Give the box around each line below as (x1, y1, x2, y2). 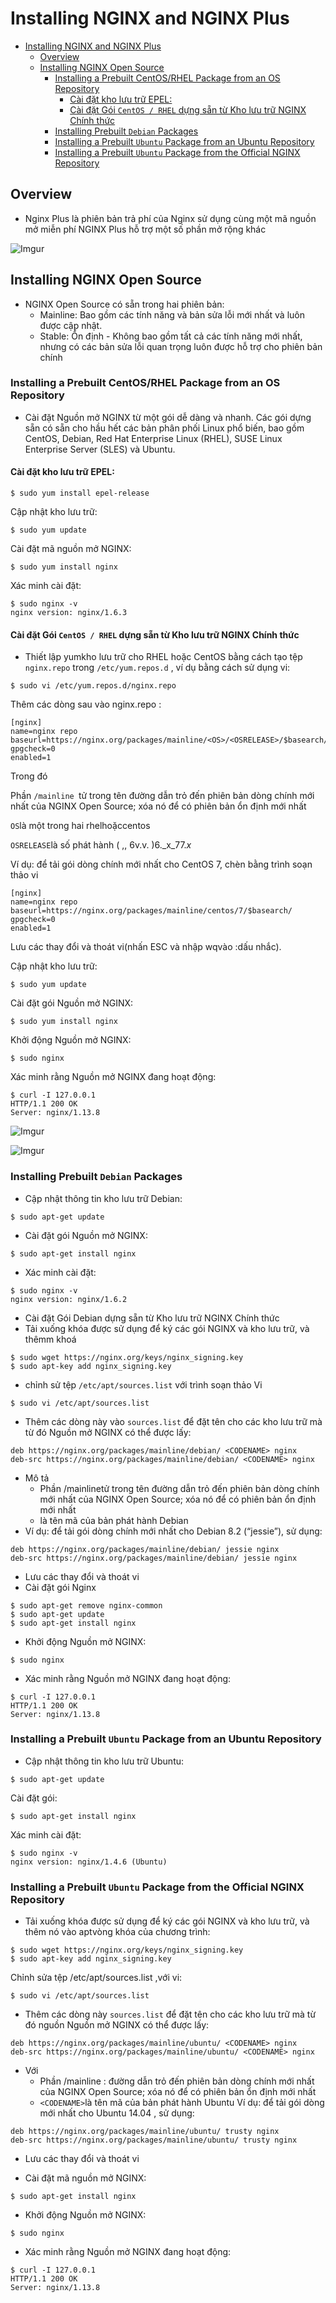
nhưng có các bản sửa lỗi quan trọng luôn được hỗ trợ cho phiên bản (39, 340, 323, 352)
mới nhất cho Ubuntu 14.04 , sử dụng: (39, 2107, 195, 2119)
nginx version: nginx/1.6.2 (10, 1294, 128, 1304)
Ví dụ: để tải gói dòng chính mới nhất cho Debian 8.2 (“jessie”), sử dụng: (24, 1525, 323, 1537)
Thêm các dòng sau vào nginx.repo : (10, 698, 162, 711)
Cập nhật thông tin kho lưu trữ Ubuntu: (24, 1755, 185, 1767)
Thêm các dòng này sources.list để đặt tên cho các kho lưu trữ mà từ (24, 2008, 317, 2021)
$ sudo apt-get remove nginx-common (10, 1600, 163, 1611)
